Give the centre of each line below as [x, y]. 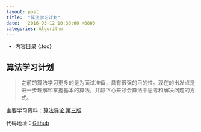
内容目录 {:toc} [33, 46]
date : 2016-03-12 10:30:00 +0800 [51, 23]
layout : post [23, 12]
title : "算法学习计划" [33, 17]
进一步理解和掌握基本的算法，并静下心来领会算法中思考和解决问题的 [105, 90]
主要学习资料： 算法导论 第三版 [44, 110]
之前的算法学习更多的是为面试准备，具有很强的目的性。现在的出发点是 [108, 83]
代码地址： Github [28, 123]
